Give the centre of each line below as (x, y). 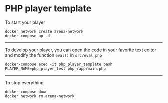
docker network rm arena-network (40, 96)
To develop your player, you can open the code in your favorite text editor (81, 50)
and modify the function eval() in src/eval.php (54, 55)
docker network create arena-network (44, 31)
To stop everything (24, 82)
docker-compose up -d (28, 36)
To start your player (25, 22)
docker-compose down (27, 92)
